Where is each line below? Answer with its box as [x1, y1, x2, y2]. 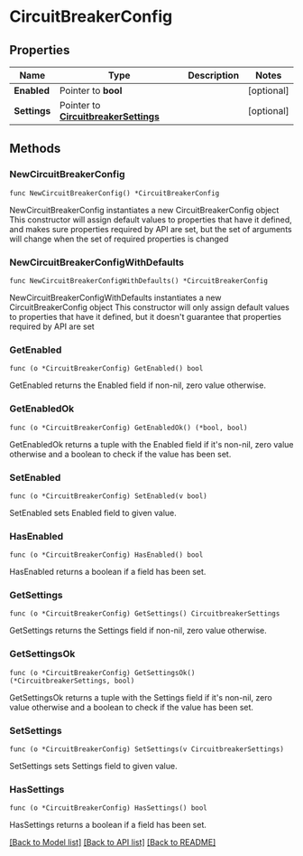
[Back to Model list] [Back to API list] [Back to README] [9, 837, 216, 848]
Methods [9, 141, 61, 156]
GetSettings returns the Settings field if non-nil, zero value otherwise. [9, 626, 268, 636]
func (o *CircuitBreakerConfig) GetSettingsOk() [9, 668, 196, 677]
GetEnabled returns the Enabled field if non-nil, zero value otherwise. [9, 380, 266, 390]
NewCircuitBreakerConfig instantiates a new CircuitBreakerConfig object [9, 204, 280, 215]
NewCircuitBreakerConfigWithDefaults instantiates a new [9, 292, 222, 303]
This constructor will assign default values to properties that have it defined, [9, 214, 293, 225]
